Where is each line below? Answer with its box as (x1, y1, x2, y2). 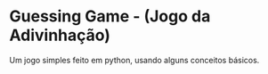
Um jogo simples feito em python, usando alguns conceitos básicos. (9, 54, 260, 65)
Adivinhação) (9, 25, 111, 45)
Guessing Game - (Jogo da (9, 6, 211, 27)
